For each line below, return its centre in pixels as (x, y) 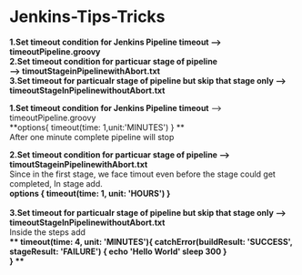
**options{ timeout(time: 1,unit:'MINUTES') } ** (97, 127)
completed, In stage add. (56, 183)
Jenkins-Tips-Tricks (87, 17)
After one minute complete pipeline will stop (92, 137)
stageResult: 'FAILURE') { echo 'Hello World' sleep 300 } (118, 251)
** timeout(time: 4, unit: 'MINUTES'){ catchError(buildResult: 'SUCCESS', (151, 241)
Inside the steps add (48, 232)
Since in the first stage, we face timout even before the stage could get (142, 174)
